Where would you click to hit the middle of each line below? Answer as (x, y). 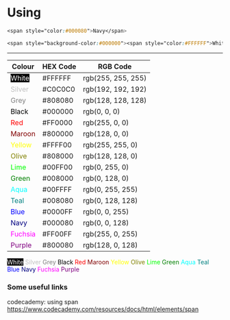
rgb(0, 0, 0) (102, 111)
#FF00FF (57, 234)
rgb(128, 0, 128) (111, 245)
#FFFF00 (57, 145)
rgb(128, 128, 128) (115, 100)
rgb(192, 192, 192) (115, 89)
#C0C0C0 (59, 89)
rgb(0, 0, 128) (106, 223)
